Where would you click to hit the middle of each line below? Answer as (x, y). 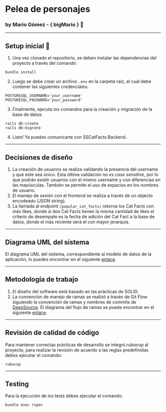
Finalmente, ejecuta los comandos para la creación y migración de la (82, 109)
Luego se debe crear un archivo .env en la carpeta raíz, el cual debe (82, 81)
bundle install (21, 72)
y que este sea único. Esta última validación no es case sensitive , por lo (85, 175)
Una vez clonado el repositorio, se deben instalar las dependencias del (84, 58)
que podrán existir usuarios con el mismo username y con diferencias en (86, 180)
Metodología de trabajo (42, 280)
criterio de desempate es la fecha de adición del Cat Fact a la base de (83, 217)
